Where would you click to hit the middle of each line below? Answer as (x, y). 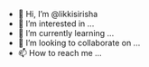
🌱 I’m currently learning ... (66, 33)
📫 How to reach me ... (60, 53)
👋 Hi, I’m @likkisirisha (58, 14)
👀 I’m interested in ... (56, 24)
